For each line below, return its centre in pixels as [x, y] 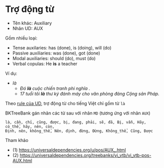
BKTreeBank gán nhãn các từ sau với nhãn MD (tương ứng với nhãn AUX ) [78, 113]
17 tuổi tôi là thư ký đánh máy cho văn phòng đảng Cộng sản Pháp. [89, 93]
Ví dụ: [11, 73]
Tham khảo [17, 140]
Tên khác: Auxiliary [32, 23]
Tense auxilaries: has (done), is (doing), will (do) [62, 47]
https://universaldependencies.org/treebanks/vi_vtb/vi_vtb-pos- [85, 155]
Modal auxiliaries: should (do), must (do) [54, 58]
